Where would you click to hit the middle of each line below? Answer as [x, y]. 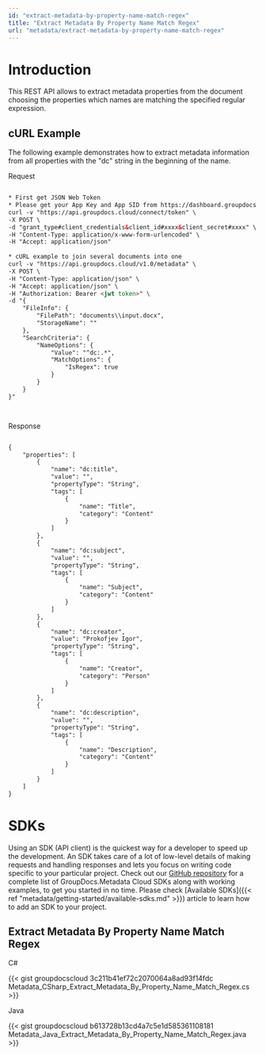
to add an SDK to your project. [57, 907]
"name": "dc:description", [95, 713]
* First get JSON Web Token [55, 198]
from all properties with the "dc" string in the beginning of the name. [120, 161]
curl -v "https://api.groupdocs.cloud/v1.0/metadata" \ [102, 264]
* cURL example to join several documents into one [95, 257]
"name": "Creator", [111, 668]
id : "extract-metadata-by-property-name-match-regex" [99, 15]
